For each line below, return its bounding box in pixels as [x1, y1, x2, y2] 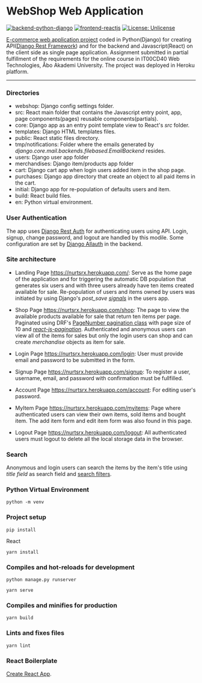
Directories [6, 89, 40, 97]
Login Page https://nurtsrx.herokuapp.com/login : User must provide [14, 350, 183, 357]
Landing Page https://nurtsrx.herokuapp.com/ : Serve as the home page [14, 268, 192, 276]
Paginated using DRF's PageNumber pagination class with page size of [14, 319, 191, 326]
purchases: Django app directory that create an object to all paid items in [14, 173, 195, 180]
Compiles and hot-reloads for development [6, 563, 135, 571]
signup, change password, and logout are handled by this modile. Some [6, 233, 184, 241]
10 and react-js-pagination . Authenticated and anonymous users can [14, 325, 186, 332]
